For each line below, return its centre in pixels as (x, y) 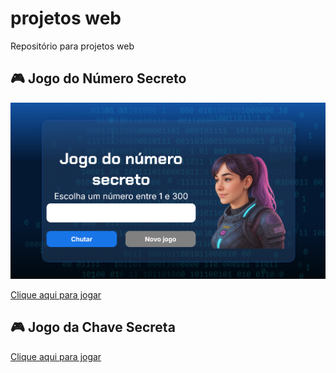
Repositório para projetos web (72, 46)
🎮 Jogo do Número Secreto (98, 78)
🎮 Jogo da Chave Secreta (93, 327)
